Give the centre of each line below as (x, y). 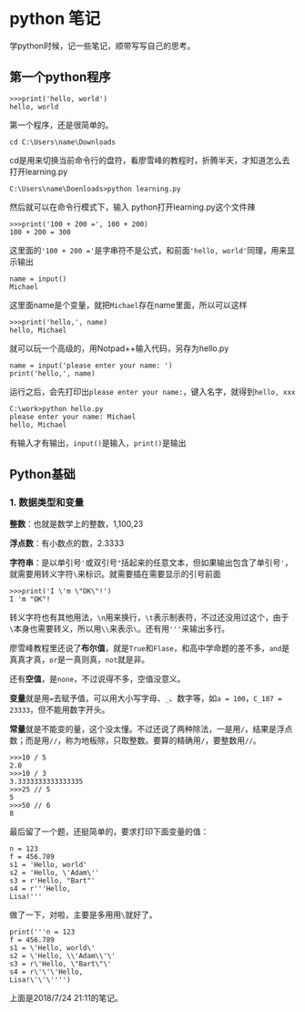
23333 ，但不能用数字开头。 (60, 710)
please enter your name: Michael (73, 417)
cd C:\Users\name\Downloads (63, 142)
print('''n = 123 (42, 932)
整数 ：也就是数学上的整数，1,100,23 (76, 524)
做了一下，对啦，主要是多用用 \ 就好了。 (83, 915)
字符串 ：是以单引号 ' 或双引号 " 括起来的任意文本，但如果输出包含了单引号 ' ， (151, 563)
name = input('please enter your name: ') (91, 366)
